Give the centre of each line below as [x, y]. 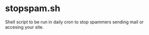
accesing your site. [24, 27]
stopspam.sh [33, 9]
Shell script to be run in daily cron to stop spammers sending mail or [74, 22]
